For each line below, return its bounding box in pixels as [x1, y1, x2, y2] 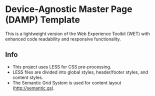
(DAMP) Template [5, 14, 80, 25]
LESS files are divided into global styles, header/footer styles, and [12, 69, 148, 75]
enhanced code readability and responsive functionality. [5, 36, 121, 42]
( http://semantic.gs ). [12, 85, 55, 91]
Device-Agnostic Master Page [5, 3, 132, 15]
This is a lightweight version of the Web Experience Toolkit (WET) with [5, 30, 150, 36]
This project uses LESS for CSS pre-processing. [12, 63, 111, 69]
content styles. [12, 74, 43, 80]
